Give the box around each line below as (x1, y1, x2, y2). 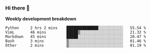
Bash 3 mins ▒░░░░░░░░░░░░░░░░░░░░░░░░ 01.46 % (5, 38, 146, 44)
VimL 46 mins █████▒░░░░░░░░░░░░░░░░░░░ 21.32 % (5, 30, 146, 35)
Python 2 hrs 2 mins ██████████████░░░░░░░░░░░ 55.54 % (5, 25, 146, 30)
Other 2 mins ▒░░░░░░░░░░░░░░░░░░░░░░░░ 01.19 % (5, 43, 146, 48)
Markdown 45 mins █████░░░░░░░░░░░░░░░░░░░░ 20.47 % (5, 34, 146, 39)
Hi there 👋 (5, 4, 30, 11)
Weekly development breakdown (5, 16, 77, 22)
